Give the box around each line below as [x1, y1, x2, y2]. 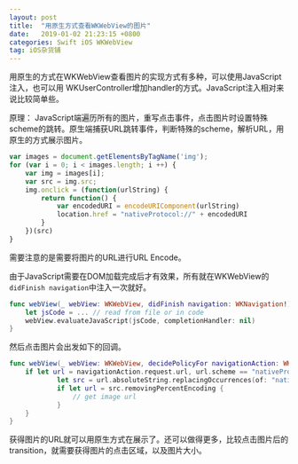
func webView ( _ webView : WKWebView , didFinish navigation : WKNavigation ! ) [9, 299, 292, 309]
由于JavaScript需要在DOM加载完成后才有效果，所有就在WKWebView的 [9, 271, 270, 281]
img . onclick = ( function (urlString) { [25, 185, 169, 194]
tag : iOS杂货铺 [9, 46, 61, 55]
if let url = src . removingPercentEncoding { [56, 383, 224, 393]
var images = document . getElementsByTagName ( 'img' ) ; [9, 153, 208, 161]
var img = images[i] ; [25, 169, 105, 177]
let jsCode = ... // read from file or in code [25, 308, 204, 317]
